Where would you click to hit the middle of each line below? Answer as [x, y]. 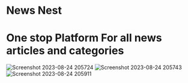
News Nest [34, 11]
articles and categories [65, 51]
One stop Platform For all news [84, 38]
